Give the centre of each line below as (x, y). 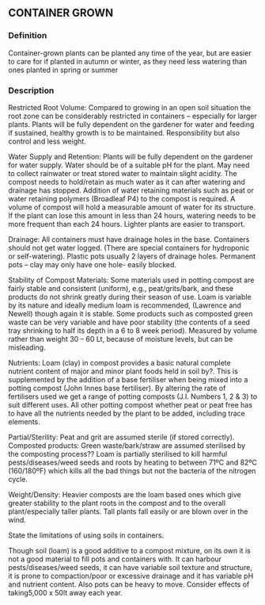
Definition (28, 36)
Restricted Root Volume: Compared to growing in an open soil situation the (130, 107)
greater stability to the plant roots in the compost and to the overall (117, 503)
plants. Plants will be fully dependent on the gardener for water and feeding (131, 124)
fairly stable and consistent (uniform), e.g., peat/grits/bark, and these (121, 288)
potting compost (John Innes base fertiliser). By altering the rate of (117, 388)
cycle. (18, 479)
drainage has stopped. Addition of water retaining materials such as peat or (131, 190)
